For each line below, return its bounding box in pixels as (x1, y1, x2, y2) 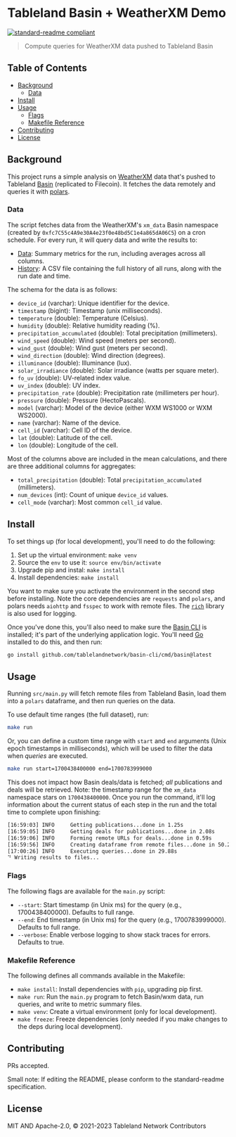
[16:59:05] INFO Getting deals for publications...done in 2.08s (7, 828, 216, 835)
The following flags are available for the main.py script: (7, 887, 166, 895)
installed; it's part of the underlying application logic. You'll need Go (7, 630, 204, 638)
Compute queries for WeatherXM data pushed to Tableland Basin (24, 41, 214, 50)
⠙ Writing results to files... (7, 854, 100, 861)
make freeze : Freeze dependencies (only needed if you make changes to (17, 1015, 228, 1023)
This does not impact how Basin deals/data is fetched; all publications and (7, 778, 223, 787)
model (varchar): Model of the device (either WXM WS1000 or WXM (17, 403, 213, 412)
